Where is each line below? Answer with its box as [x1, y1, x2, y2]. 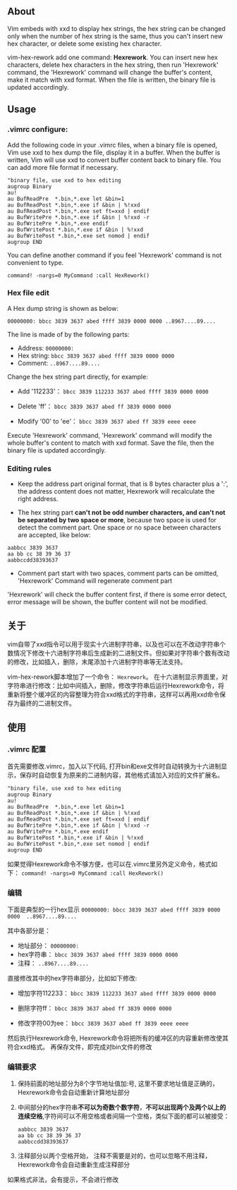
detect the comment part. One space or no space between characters [17, 523, 221, 532]
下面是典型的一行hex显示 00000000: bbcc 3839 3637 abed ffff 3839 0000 [7, 905, 221, 914]
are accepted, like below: [17, 531, 91, 539]
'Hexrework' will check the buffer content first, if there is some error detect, [7, 590, 227, 599]
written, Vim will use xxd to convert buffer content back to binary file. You [7, 155, 221, 164]
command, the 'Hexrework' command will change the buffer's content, [7, 68, 213, 76]
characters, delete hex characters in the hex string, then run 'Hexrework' [7, 60, 219, 69]
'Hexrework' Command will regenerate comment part [17, 577, 173, 585]
